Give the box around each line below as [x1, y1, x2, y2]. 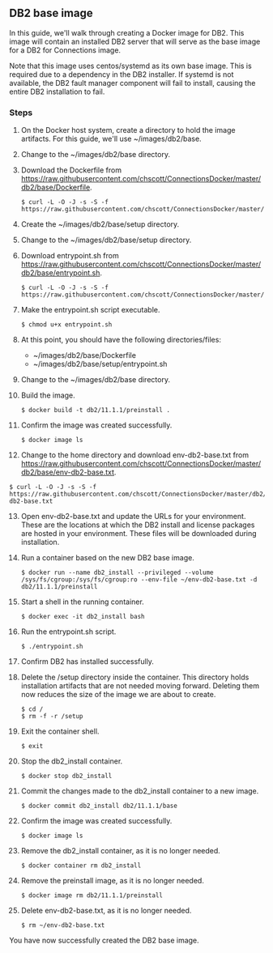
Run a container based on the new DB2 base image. [20, 553, 195, 563]
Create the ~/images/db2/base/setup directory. [20, 219, 180, 229]
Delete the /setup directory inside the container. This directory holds [20, 672, 250, 683]
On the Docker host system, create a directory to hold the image [20, 126, 236, 135]
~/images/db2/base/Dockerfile [32, 351, 137, 360]
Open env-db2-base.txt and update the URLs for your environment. [20, 512, 246, 521]
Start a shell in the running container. [20, 597, 144, 606]
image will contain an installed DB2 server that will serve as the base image [9, 36, 261, 46]
